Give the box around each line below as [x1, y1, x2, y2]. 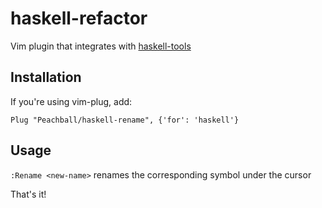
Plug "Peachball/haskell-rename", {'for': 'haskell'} [10, 115, 240, 125]
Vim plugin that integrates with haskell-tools [10, 40, 192, 52]
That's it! [10, 188, 47, 200]
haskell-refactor [10, 7, 148, 30]
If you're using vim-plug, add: [10, 95, 133, 107]
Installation [10, 69, 82, 86]
